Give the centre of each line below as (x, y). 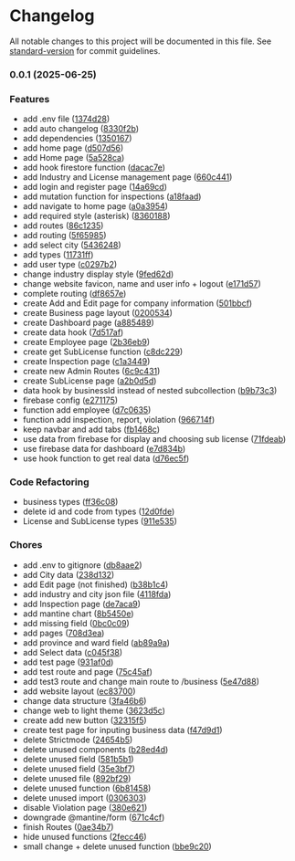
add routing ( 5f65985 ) (64, 236)
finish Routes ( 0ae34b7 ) (68, 826)
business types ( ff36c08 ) (70, 502)
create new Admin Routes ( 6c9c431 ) (91, 372)
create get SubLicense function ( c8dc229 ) (103, 352)
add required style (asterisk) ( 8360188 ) (96, 216)
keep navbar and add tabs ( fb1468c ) (91, 429)
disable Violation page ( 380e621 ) (85, 807)
